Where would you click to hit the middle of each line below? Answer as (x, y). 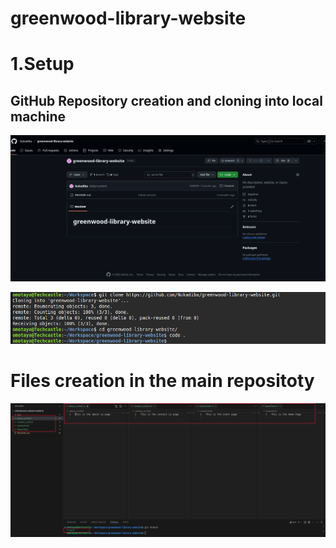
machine (38, 116)
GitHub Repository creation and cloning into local (166, 100)
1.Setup (42, 64)
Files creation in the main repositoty (162, 380)
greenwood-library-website (128, 18)
